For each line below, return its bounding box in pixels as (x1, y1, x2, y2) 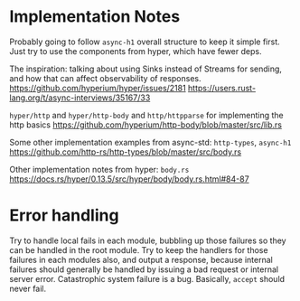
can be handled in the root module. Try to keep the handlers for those (9, 244, 268, 255)
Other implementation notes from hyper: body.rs (9, 164, 190, 174)
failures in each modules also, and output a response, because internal (9, 254, 273, 265)
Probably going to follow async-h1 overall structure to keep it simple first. (9, 36, 280, 47)
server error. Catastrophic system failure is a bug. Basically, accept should (9, 273, 286, 284)
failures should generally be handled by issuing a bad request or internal (9, 264, 278, 275)
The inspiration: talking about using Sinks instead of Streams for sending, (9, 63, 283, 74)
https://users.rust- (188, 82, 256, 93)
